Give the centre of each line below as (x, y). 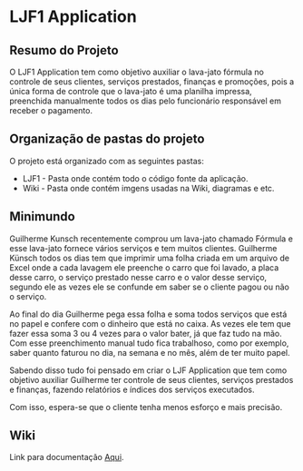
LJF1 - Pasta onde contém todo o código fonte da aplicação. (135, 178)
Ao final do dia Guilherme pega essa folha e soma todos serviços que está (148, 314)
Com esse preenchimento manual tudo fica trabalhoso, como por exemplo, (149, 343)
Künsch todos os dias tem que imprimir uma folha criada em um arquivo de (150, 258)
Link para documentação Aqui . (67, 457)
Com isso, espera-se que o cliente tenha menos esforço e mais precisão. (146, 407)
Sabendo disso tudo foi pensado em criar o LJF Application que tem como (148, 370)
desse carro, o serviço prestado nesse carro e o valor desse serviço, (138, 277)
